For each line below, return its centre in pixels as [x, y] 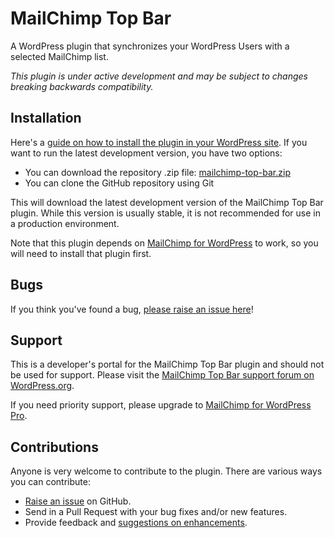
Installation [46, 118]
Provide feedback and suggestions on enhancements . [136, 523]
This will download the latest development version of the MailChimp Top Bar [167, 202]
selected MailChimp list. [59, 56]
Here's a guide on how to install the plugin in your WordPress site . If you [159, 142]
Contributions [54, 447]
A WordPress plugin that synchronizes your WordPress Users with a [150, 46]
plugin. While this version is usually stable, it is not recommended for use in [165, 213]
